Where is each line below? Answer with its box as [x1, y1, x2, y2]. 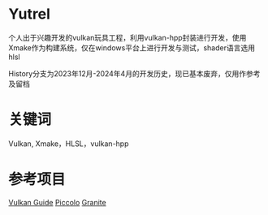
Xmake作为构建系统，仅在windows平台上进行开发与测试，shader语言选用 [8, 42, 256, 53]
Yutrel [8, 5, 51, 24]
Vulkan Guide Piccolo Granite [8, 197, 107, 207]
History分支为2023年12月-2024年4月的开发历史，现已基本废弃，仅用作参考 [8, 68, 261, 78]
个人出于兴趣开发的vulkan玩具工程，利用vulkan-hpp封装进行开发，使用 [8, 32, 247, 42]
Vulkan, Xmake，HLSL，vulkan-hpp [8, 139, 129, 148]
